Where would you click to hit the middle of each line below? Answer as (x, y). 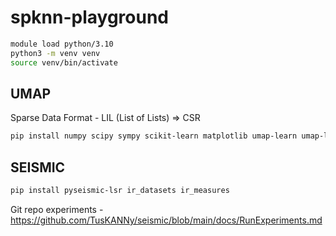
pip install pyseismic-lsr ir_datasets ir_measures (120, 191)
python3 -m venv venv (55, 53)
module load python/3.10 (62, 44)
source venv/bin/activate (64, 62)
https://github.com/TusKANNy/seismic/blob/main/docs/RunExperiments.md (166, 220)
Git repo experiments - (57, 209)
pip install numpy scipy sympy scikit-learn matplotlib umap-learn (154, 136)
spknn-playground (89, 17)
